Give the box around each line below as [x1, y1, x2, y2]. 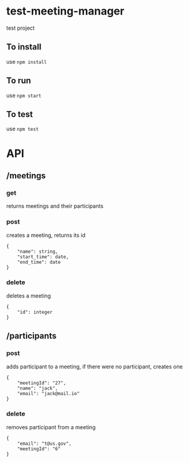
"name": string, [17, 248, 59, 255]
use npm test [6, 125, 39, 133]
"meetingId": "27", [17, 380, 67, 386]
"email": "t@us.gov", [17, 441, 71, 447]
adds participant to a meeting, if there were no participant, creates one [6, 362, 183, 370]
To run [6, 76, 31, 86]
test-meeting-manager [6, 4, 125, 18]
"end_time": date [17, 259, 61, 265]
